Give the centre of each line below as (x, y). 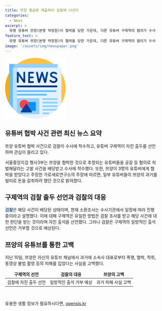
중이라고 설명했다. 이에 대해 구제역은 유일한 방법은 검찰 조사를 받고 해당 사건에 (79, 216)
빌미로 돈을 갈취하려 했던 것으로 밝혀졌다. (44, 180)
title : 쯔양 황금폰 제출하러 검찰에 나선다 (42, 10)
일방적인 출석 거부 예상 (71, 282)
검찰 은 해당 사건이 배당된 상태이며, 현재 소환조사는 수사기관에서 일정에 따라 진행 (80, 210)
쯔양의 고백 (114, 274)
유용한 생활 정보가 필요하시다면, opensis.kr (46, 303)
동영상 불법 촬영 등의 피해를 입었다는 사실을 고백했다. (55, 263)
